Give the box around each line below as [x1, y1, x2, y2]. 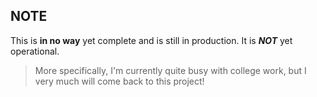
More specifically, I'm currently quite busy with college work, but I [34, 64, 307, 76]
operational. [10, 45, 60, 57]
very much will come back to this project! [34, 75, 205, 87]
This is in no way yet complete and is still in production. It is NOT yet [10, 34, 293, 46]
